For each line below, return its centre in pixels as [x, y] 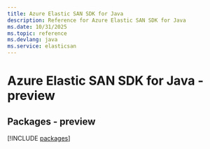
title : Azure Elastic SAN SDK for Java [65, 14]
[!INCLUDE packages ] [39, 138]
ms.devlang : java [33, 40]
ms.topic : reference [37, 33]
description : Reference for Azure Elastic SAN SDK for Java [97, 20]
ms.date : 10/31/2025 [37, 27]
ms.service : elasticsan [42, 46]
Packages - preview [51, 121]
